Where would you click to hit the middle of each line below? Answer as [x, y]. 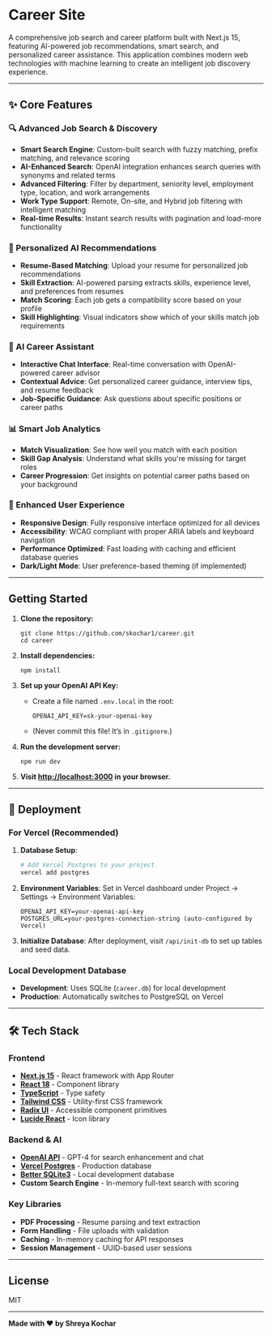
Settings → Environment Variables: [78, 897]
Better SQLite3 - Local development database [97, 1175]
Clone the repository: [57, 619]
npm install [40, 670]
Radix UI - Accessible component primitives [93, 1110]
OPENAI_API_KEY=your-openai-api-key [82, 912]
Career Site [47, 15]
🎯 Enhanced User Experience [67, 505]
